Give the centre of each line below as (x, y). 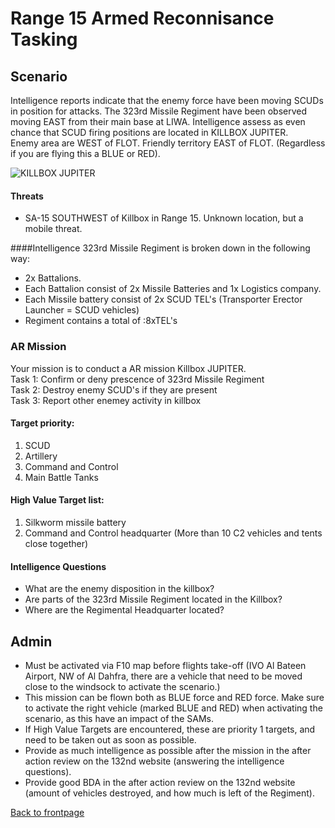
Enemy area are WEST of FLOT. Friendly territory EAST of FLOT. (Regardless (168, 143)
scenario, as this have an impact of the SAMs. (119, 718)
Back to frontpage (47, 812)
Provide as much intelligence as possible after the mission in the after (168, 750)
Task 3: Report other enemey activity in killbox (106, 400)
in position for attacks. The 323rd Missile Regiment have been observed (159, 111)
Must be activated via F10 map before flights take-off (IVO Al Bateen (165, 665)
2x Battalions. (53, 278)
